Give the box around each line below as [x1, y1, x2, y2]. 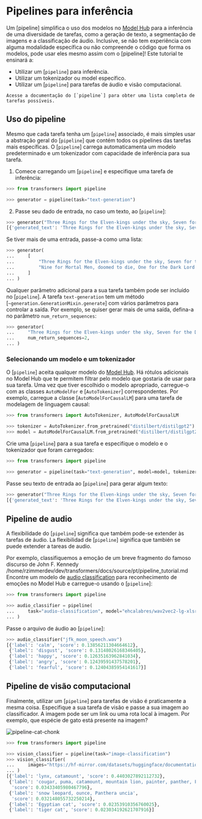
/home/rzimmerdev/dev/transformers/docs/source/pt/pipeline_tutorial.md [6, 567, 188, 574]
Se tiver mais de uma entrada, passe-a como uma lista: [6, 236, 143, 243]
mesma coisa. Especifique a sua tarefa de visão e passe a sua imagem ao [6, 704, 189, 711]
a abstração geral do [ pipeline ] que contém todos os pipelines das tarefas [6, 136, 191, 144]
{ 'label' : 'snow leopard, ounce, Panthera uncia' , [8, 790, 138, 796]
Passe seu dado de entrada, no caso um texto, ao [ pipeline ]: [14, 207, 167, 215]
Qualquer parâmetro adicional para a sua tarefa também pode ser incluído [6, 286, 189, 294]
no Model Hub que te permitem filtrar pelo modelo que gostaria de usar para [6, 375, 196, 382]
